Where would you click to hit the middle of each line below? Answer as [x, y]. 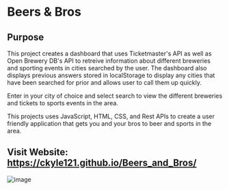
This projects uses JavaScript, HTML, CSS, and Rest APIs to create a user [111, 116]
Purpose [26, 37]
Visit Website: [38, 152]
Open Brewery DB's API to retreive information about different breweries [109, 61]
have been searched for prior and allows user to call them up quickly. [105, 82]
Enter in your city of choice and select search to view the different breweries [115, 96]
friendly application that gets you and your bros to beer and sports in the [109, 123]
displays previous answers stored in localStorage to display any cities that [111, 75]
